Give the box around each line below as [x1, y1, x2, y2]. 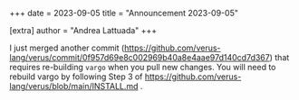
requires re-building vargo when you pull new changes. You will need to [9, 62, 276, 72]
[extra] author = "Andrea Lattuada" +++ [9, 25, 158, 35]
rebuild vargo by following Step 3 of [9, 71, 143, 82]
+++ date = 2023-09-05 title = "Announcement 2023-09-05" [9, 8, 238, 18]
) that [269, 52, 290, 62]
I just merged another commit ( [9, 42, 125, 53]
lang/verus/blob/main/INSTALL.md [9, 81, 139, 91]
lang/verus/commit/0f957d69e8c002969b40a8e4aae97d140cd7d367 [9, 52, 270, 62]
